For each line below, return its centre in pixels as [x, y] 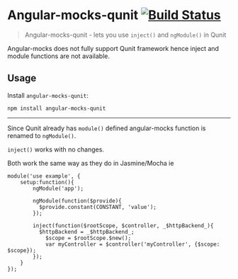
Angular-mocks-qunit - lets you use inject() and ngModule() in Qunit [125, 35]
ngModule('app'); [58, 188]
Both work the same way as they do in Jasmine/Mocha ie [91, 163]
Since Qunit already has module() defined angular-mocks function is [107, 128]
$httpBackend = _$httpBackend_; [86, 232]
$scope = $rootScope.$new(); [88, 238]
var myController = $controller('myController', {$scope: [132, 244]
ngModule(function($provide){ [77, 201]
